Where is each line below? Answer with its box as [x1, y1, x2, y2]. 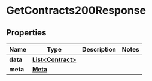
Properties [6, 28, 47, 38]
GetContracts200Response [6, 4, 147, 17]
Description [81, 46, 117, 53]
